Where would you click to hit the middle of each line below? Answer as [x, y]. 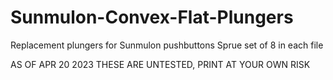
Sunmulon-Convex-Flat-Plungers [152, 17]
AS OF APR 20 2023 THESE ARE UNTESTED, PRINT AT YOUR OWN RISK [160, 64]
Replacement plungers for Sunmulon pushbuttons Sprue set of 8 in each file [167, 45]
